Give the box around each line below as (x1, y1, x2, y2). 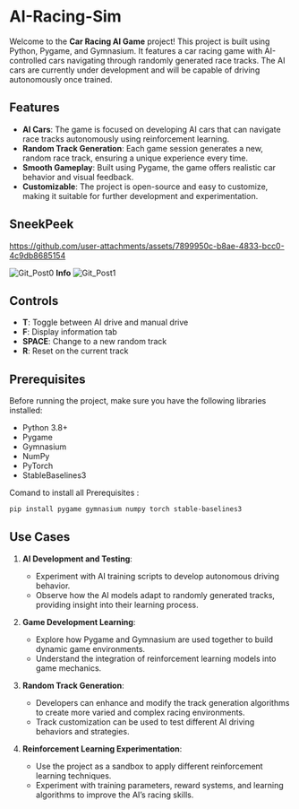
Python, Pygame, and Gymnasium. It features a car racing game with (9, 45, 263, 56)
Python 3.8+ (21, 422, 69, 433)
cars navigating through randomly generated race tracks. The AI (48, 55, 286, 65)
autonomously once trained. (9, 74, 114, 84)
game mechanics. (35, 662, 102, 674)
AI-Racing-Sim (9, 6, 123, 27)
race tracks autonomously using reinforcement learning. (21, 133, 230, 144)
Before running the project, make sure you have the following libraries (9, 396, 267, 406)
